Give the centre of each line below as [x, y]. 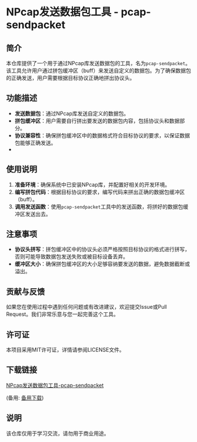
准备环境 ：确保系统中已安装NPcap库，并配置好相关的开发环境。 [92, 184]
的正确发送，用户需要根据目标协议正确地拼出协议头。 [71, 78]
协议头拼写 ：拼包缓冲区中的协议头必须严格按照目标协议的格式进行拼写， [102, 249]
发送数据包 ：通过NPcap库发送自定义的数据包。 [72, 113]
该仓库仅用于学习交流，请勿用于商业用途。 [58, 433]
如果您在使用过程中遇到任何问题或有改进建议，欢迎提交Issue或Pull [86, 307]
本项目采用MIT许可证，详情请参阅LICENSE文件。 [65, 350]
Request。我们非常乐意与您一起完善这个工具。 [62, 314]
